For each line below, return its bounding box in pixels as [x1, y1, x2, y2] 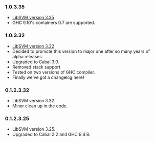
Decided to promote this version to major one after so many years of [12, 48, 150, 54]
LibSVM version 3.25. [12, 126, 56, 132]
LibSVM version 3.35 [12, 15, 55, 21]
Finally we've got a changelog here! [12, 74, 84, 80]
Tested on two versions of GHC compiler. [12, 69, 95, 75]
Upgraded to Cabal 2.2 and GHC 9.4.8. [12, 131, 90, 138]
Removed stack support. [12, 64, 62, 70]
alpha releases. [12, 53, 43, 59]
